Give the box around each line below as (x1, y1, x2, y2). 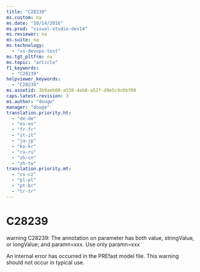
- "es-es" (11, 121, 36, 127)
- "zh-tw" (11, 160, 36, 166)
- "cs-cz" (11, 171, 36, 178)
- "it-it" (11, 132, 36, 139)
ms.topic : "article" (6, 59, 59, 65)
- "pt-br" (11, 183, 36, 189)
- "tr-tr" (11, 188, 36, 194)
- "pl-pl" (11, 177, 36, 183)
